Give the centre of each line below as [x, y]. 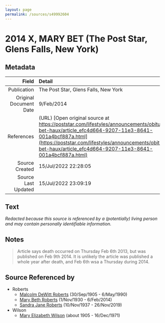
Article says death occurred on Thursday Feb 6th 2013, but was [82, 251]
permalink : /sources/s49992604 [37, 14]
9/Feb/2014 [53, 104]
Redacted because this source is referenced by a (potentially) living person [82, 219]
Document [22, 104]
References [21, 136]
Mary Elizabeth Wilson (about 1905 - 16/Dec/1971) [70, 315]
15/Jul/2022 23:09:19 [65, 183]
